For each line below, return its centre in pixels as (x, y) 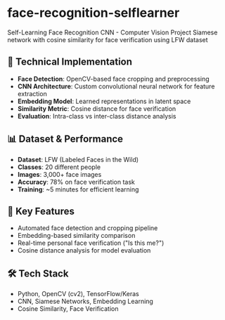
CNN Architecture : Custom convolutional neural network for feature (116, 86)
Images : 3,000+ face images (59, 174)
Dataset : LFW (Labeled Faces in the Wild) (78, 159)
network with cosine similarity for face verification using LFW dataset (108, 39)
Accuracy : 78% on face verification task (76, 182)
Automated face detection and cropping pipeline (88, 228)
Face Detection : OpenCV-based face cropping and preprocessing (113, 79)
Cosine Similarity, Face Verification (68, 309)
